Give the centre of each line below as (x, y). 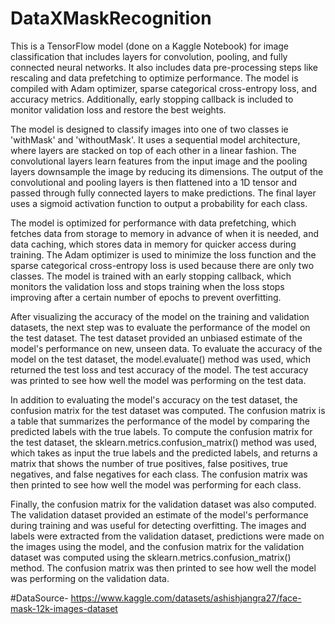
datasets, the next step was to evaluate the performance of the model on (160, 327)
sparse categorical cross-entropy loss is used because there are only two (162, 265)
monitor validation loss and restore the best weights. (118, 109)
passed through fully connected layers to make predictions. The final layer (163, 193)
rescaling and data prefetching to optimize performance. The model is (154, 78)
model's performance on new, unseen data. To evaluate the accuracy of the (166, 348)
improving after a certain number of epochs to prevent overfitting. (146, 297)
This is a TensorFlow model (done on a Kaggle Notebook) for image (150, 46)
